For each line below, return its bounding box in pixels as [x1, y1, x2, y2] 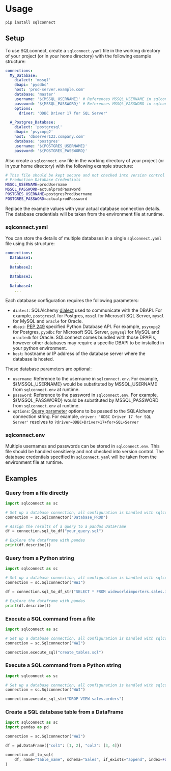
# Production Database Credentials [5, 177, 81, 183]
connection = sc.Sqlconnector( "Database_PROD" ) [5, 515, 108, 520]
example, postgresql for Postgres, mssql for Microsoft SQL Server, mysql [12, 312, 164, 318]
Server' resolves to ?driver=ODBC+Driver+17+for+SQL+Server [12, 419, 139, 425]
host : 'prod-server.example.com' [14, 87, 85, 92]
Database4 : [10, 283, 33, 289]
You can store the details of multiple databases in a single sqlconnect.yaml [5, 235, 162, 242]
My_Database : [10, 73, 38, 78]
